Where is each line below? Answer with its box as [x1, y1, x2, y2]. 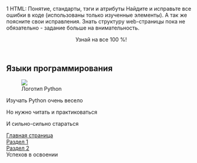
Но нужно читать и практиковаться [6, 108, 98, 116]
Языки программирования [6, 63, 113, 73]
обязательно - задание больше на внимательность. [6, 24, 140, 31]
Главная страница [6, 132, 53, 139]
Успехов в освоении [6, 151, 58, 158]
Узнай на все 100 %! [75, 36, 128, 43]
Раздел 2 [6, 144, 30, 152]
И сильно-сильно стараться [6, 120, 79, 128]
